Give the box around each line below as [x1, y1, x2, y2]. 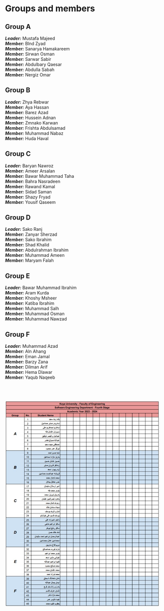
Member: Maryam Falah [5, 258, 54, 264]
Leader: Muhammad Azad [5, 343, 58, 349]
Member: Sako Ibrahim [5, 237, 52, 243]
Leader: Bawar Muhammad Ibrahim [5, 285, 77, 291]
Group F [5, 330, 30, 339]
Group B [5, 86, 30, 95]
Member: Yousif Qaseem [5, 199, 56, 205]
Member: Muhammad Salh [5, 306, 59, 312]
